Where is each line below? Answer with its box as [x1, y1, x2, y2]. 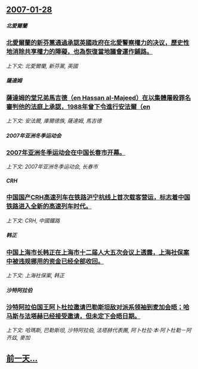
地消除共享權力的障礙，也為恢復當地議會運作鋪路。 [6, 48, 153, 56]
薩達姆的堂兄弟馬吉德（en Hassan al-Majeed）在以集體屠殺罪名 [6, 94, 191, 102]
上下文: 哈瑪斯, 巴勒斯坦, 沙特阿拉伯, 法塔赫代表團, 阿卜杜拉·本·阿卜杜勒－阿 [6, 327, 191, 334]
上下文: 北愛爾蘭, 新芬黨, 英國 [6, 62, 78, 69]
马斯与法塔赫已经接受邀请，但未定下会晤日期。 [6, 312, 141, 321]
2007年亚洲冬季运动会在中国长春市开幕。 [6, 148, 126, 157]
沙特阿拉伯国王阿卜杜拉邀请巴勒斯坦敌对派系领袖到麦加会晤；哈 [6, 303, 190, 312]
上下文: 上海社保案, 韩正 [6, 272, 64, 279]
